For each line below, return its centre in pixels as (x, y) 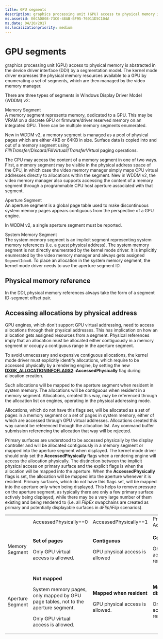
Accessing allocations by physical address (71, 313)
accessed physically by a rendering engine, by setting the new (67, 365)
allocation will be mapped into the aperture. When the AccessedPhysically (80, 471)
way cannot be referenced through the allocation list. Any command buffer (80, 425)
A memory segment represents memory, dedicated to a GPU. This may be (79, 115)
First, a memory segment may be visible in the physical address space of (78, 165)
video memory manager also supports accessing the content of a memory (79, 181)
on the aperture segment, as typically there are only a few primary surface (79, 492)
